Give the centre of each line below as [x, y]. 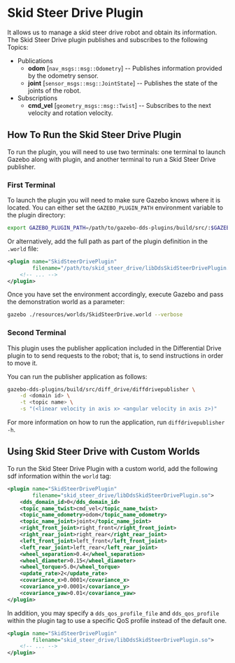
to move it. [22, 363]
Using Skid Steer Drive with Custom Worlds [104, 452]
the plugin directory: [36, 215]
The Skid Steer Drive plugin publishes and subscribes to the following [107, 39]
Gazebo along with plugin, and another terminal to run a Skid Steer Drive [112, 159]
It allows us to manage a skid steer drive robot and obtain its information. [112, 32]
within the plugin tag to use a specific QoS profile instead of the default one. [117, 620]
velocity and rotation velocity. [70, 113]
